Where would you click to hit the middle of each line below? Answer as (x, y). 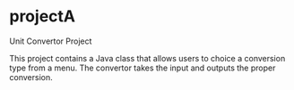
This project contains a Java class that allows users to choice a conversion (147, 58)
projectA (43, 16)
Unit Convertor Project (51, 41)
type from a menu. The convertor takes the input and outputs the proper (143, 68)
